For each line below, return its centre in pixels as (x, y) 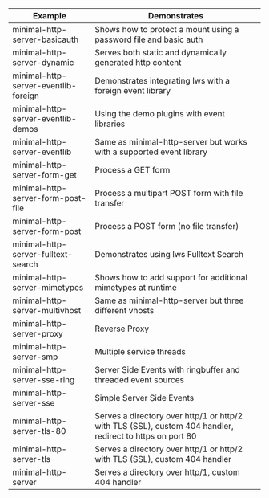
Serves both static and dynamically (161, 53)
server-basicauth (46, 39)
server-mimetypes (48, 287)
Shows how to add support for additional (171, 278)
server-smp (35, 357)
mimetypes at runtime (136, 287)
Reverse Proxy (122, 329)
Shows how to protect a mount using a (167, 29)
